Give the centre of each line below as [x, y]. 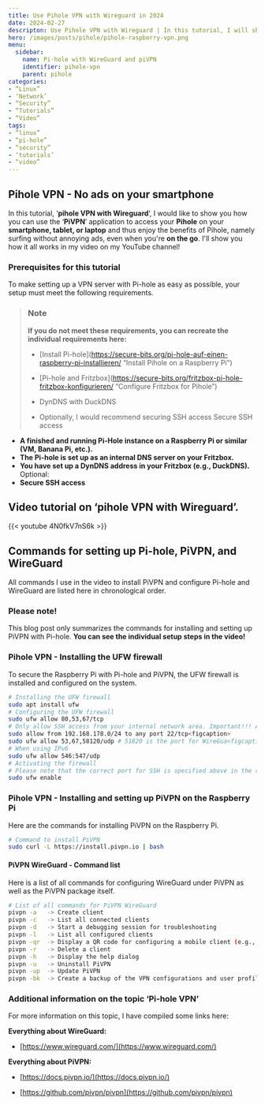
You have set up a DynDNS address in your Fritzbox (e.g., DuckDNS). [134, 466]
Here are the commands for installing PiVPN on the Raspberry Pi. [114, 825]
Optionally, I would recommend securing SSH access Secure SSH [146, 417]
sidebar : [30, 52]
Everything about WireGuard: [58, 1032]
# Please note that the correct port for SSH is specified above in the [130, 770]
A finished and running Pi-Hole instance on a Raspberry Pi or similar [133, 440]
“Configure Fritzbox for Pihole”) [166, 386]
